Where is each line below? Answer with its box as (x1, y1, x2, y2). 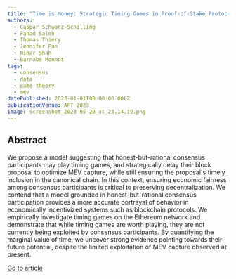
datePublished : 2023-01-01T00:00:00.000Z (7, 96, 131, 103)
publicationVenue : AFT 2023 (7, 102, 90, 109)
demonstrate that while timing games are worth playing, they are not (7, 220, 205, 228)
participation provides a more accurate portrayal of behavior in (7, 197, 189, 206)
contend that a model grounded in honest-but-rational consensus (7, 190, 197, 199)
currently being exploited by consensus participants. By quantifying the (7, 228, 214, 236)
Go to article (7, 264, 44, 272)
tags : (7, 63, 23, 70)
